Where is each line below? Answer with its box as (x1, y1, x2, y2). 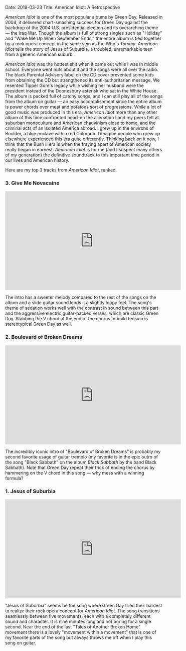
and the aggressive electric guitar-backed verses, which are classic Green (5, 310, 159, 316)
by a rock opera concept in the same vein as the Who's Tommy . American (5, 41, 158, 47)
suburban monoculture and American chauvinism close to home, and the (5, 120, 156, 126)
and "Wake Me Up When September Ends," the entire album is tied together (5, 35, 162, 41)
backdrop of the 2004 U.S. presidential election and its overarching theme (5, 25, 158, 31)
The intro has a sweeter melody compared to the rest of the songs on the (5, 294, 156, 301)
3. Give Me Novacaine (5, 179, 60, 187)
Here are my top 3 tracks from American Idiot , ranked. (5, 167, 117, 173)
